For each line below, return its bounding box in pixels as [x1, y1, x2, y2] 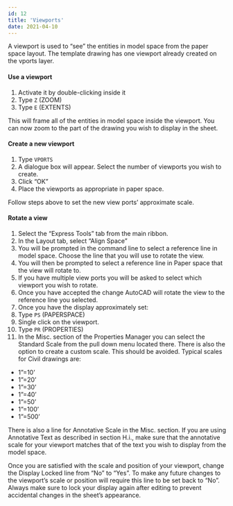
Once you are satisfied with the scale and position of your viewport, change [8, 461, 225, 469]
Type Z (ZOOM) [17, 95, 62, 104]
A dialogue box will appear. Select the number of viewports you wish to [17, 162, 222, 171]
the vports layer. [8, 57, 55, 65]
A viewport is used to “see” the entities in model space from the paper [8, 42, 209, 51]
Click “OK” [17, 177, 49, 185]
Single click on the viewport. [17, 317, 100, 326]
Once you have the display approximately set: [17, 303, 148, 311]
